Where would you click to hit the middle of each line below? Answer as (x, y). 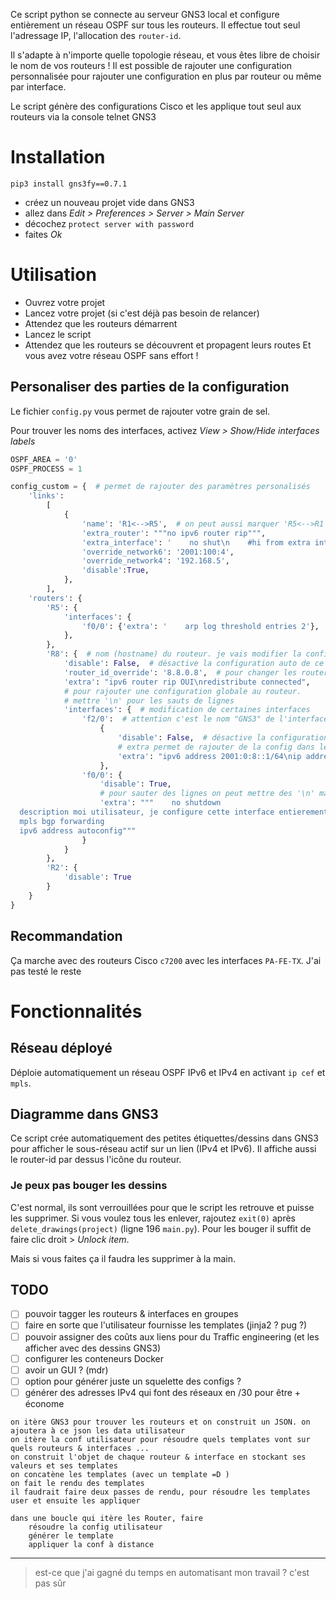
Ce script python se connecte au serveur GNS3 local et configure (145, 14)
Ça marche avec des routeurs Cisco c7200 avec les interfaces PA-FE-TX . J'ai (166, 960)
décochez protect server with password (109, 223)
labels (23, 441)
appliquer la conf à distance (91, 1544)
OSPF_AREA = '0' (44, 459)
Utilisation (53, 275)
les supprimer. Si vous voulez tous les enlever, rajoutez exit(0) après (153, 1218)
